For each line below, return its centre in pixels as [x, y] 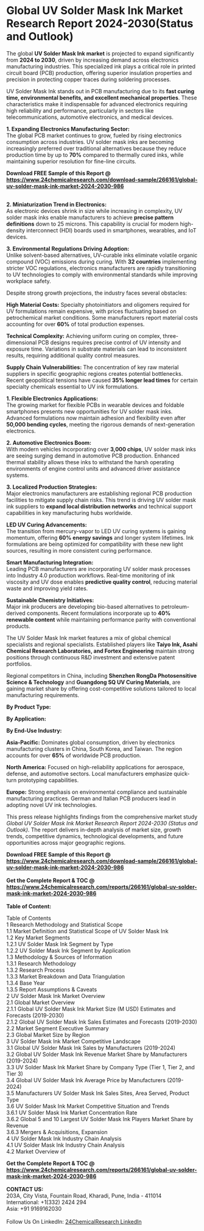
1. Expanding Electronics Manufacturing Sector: [68, 129]
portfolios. [19, 664]
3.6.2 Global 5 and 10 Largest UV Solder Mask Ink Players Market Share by [100, 1119]
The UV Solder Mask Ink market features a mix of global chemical [89, 637]
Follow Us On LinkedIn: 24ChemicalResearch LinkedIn [74, 1221]
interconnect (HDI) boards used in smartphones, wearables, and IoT [111, 230]
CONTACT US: [25, 1189]
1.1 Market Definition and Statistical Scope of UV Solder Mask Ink [87, 931]
